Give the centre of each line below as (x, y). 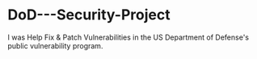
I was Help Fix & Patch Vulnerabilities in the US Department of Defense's (128, 37)
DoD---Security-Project (89, 15)
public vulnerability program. (55, 45)
